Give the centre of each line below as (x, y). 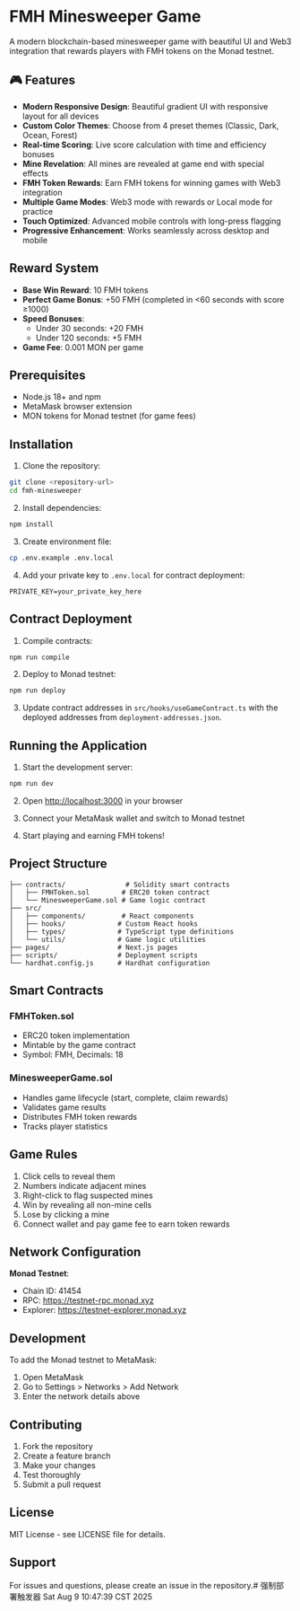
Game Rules (43, 1154)
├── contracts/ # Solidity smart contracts (120, 885)
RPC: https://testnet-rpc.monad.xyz (88, 1300)
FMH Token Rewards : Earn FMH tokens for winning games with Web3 (151, 182)
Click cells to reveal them (69, 1176)
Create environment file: (67, 541)
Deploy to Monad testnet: (69, 674)
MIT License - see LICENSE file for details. (87, 1534)
